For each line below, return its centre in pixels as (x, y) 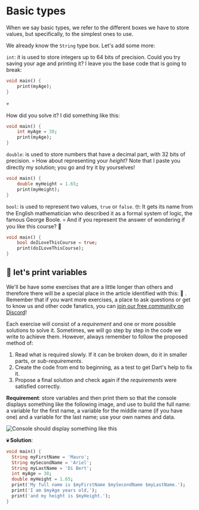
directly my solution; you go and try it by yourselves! (71, 167)
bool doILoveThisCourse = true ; (57, 243)
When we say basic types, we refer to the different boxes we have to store (98, 28)
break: (14, 69)
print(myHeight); (39, 190)
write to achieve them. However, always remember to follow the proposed (97, 337)
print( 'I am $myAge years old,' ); (54, 490)
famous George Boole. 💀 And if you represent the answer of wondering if (96, 219)
